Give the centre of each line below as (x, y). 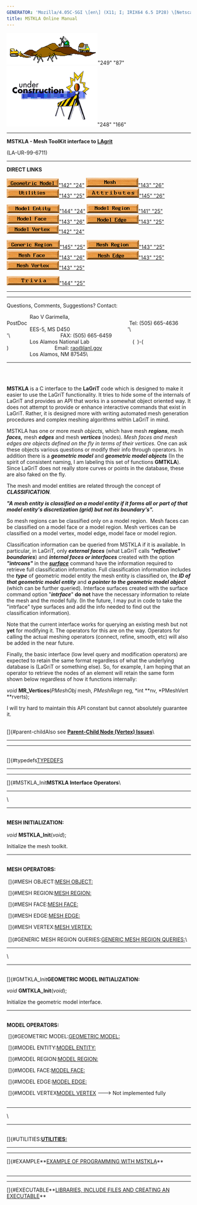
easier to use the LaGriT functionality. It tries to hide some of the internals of (98, 394)
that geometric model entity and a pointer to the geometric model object (96, 581)
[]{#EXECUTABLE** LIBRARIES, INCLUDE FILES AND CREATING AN (88, 1190)
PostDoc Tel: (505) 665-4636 (93, 323)
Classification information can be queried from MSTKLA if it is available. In (96, 545)
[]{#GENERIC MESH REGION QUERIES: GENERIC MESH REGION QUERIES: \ (98, 939)
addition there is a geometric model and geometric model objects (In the (95, 456)
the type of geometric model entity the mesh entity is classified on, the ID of (98, 576)
